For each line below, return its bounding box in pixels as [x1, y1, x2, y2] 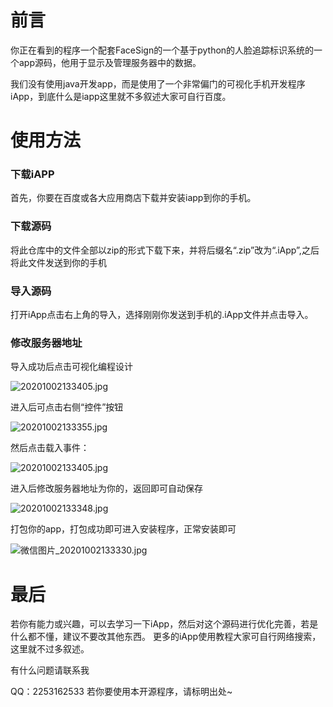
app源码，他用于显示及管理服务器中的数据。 [18, 56, 202, 68]
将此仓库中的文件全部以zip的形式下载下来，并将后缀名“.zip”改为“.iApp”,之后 [10, 244, 320, 256]
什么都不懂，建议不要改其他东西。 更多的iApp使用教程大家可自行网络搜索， [10, 631, 322, 643]
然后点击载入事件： [10, 442, 90, 454]
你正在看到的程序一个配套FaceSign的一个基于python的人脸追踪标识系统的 [10, 44, 315, 56]
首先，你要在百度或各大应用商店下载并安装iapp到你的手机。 [10, 192, 257, 204]
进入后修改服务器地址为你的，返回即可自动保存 [10, 482, 203, 495]
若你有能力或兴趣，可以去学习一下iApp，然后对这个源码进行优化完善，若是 [10, 618, 319, 630]
